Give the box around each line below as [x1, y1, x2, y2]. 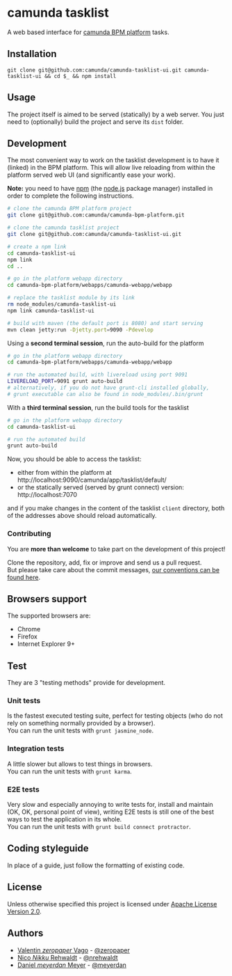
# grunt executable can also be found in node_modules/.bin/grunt [7, 391, 204, 398]
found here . [7, 573, 40, 581]
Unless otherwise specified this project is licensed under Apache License [7, 899, 217, 908]
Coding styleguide [7, 842, 89, 854]
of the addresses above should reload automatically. [7, 512, 158, 520]
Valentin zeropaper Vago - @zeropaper [17, 945, 131, 954]
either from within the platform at [17, 469, 113, 477]
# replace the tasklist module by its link [7, 294, 135, 301]
